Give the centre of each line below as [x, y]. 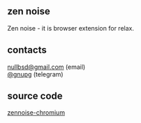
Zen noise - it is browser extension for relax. [71, 28]
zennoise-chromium [36, 113]
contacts [27, 50]
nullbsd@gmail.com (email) [46, 67]
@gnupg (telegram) [36, 74]
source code [35, 96]
